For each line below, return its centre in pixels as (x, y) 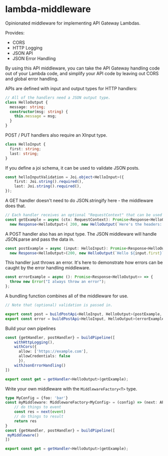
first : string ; (25, 149)
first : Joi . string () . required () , (49, 182)
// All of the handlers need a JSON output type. (58, 98)
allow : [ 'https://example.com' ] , (53, 351)
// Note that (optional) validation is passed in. (59, 305)
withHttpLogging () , (34, 342)
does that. (15, 206)
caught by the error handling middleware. (48, 268)
